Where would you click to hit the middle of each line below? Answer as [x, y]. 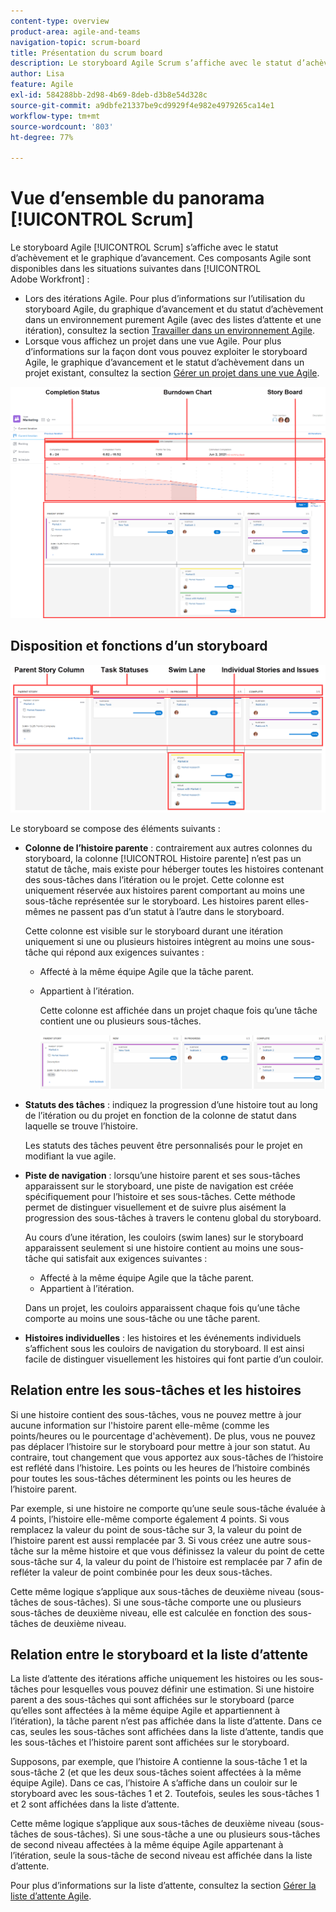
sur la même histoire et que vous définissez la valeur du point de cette [180, 1551]
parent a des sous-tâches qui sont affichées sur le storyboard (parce [152, 1700]
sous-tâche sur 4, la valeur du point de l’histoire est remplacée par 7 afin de [166, 1561]
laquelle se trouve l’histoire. [81, 1126]
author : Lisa [37, 74]
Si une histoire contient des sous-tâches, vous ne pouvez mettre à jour [156, 1414]
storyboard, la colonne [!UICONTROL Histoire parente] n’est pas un [163, 859]
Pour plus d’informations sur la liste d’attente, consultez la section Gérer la [163, 1886]
